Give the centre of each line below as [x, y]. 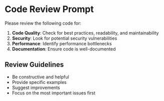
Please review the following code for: [43, 23]
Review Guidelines [34, 65]
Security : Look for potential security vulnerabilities [64, 38]
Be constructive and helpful [40, 77]
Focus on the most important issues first [54, 93]
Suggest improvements [36, 87]
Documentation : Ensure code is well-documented [64, 49]
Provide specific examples [39, 82]
